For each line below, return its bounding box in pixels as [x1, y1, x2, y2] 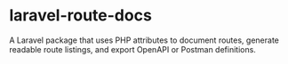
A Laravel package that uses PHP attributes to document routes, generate [9, 35, 280, 45]
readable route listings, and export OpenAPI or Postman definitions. [9, 44, 256, 54]
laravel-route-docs [9, 5, 153, 26]
